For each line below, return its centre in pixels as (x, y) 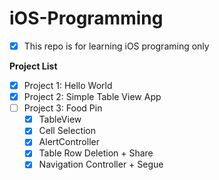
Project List (33, 66)
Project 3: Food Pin (63, 108)
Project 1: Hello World (68, 85)
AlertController (69, 142)
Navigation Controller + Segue (101, 164)
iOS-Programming (86, 18)
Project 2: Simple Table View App (92, 97)
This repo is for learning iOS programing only (116, 46)
